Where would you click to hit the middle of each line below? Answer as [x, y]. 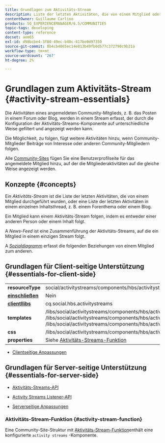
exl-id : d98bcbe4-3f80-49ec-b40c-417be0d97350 [54, 42]
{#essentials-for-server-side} [52, 375]
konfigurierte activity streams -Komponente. [52, 435]
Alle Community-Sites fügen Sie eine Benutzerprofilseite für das [70, 158]
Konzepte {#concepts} [41, 184]
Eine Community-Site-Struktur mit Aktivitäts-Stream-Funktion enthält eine [79, 430]
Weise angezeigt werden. [31, 169]
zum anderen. [19, 251]
